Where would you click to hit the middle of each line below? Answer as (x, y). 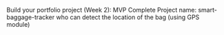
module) (18, 24)
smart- (208, 10)
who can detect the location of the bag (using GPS (128, 17)
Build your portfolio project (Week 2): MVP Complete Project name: (102, 10)
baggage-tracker (31, 17)
